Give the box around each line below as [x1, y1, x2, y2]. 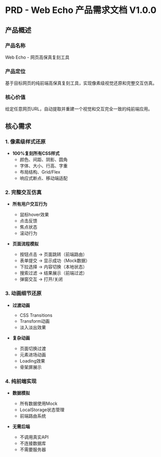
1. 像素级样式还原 [5, 138, 46, 145]
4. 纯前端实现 [5, 377, 37, 384]
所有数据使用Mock [19, 401, 58, 407]
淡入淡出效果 [19, 324, 46, 330]
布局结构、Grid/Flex [19, 169, 60, 175]
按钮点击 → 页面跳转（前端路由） [19, 252, 88, 258]
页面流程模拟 [12, 241, 39, 247]
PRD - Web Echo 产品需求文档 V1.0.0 [5, 4, 157, 16]
